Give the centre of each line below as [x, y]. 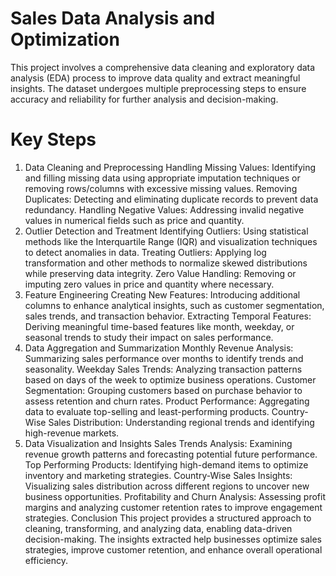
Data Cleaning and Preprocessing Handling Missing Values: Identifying [170, 167]
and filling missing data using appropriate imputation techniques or [162, 178]
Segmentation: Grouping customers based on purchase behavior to [163, 390]
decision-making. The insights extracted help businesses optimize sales [173, 539]
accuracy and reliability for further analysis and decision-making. [144, 99]
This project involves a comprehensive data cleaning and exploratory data [163, 67]
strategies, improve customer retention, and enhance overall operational [173, 549]
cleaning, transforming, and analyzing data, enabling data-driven [158, 528]
